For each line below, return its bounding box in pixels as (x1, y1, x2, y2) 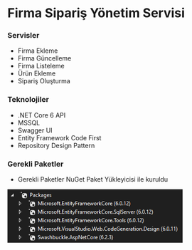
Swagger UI (17, 126, 53, 135)
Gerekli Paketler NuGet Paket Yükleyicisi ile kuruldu (17, 175, 169, 184)
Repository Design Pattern (17, 141, 95, 150)
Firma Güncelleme (17, 54, 72, 63)
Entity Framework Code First (17, 133, 102, 142)
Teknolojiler (7, 95, 50, 105)
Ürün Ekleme (17, 69, 56, 78)
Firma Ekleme (17, 46, 58, 55)
